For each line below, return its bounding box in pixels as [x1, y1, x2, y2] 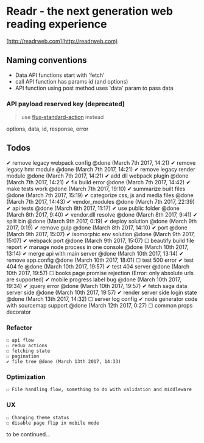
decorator [6, 308, 32, 315]
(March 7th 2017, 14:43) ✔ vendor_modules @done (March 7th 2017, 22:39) [6, 198, 195, 205]
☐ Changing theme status [6, 414, 69, 420]
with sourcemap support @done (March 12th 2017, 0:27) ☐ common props [6, 301, 193, 309]
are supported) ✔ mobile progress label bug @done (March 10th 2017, [6, 276, 181, 283]
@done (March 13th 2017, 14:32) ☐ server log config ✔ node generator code [6, 295, 198, 303]
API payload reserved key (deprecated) [6, 99, 125, 108]
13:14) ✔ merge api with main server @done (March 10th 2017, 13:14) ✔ [6, 250, 184, 257]
